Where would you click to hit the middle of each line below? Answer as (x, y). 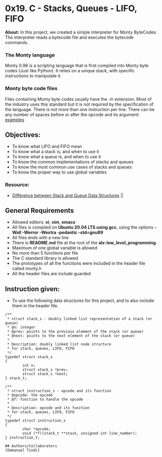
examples (15, 120)
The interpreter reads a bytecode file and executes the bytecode (69, 37)
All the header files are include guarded (51, 274)
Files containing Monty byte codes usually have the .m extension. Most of (78, 99)
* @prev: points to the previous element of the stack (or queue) (75, 332)
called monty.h (27, 268)
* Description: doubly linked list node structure (59, 345)
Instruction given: (32, 289)
